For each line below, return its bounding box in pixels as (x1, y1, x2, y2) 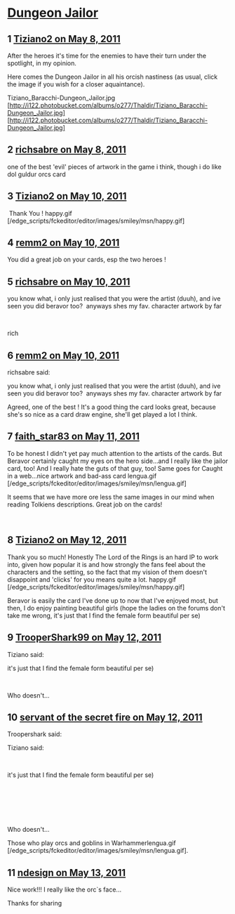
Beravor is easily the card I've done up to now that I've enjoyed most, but (7, 596, 219, 605)
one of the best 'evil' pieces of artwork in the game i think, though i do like (7, 162, 222, 171)
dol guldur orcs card (7, 170, 66, 178)
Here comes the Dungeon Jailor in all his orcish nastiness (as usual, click (7, 72, 218, 81)
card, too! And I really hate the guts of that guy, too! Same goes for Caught (7, 464, 223, 472)
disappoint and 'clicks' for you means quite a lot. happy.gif (7, 575, 177, 584)
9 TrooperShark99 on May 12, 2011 (7, 632, 161, 644)
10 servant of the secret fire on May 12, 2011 (7, 711, 203, 723)
